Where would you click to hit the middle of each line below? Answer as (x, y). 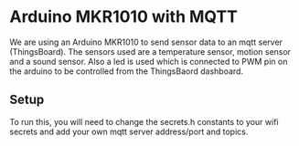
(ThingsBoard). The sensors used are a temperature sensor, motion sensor (150, 51)
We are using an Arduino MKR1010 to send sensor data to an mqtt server (146, 42)
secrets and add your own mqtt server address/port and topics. (129, 131)
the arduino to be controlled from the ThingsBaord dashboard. (127, 71)
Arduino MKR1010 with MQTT (123, 17)
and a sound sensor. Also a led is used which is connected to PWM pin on (149, 61)
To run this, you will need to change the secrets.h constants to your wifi (144, 121)
